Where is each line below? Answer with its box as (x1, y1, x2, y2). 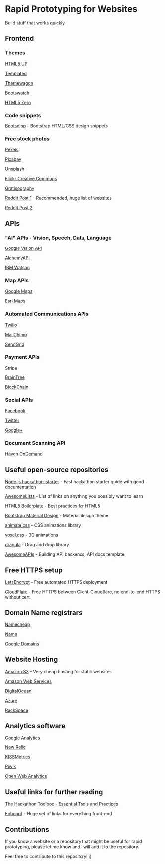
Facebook (5, 408, 26, 414)
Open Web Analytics (5, 773, 47, 779)
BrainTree (5, 374, 25, 380)
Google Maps (5, 288, 33, 294)
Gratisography (5, 185, 35, 191)
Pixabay (5, 156, 22, 162)
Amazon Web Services (5, 678, 52, 684)
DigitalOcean (5, 688, 32, 694)
